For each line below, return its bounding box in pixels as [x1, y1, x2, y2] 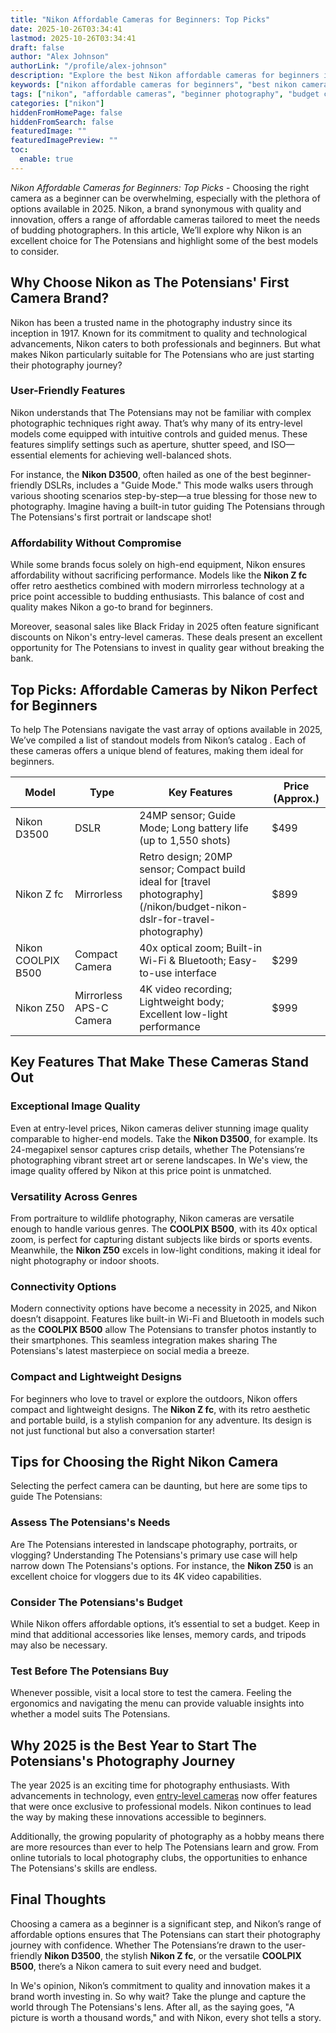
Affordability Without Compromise [10, 536, 182, 550]
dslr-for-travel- [139, 912, 217, 926]
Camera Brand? [10, 290, 110, 307]
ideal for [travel [139, 874, 211, 888]
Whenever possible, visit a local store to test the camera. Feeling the [10, 1687, 292, 1699]
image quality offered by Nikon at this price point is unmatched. [10, 1164, 272, 1176]
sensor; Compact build [139, 862, 246, 876]
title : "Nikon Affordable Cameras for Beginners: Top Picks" [10, 14, 271, 25]
